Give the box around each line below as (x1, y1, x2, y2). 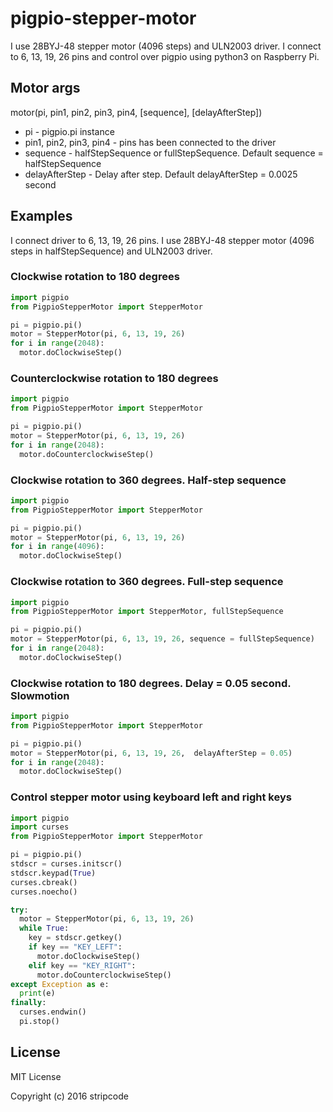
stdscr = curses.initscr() (10, 859, 123, 869)
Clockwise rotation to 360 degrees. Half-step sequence (10, 473, 287, 487)
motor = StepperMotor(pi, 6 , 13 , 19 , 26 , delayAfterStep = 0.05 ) (10, 748, 293, 758)
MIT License (10, 1070, 62, 1082)
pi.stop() (19, 1017, 60, 1027)
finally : (10, 998, 47, 1008)
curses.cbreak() (10, 877, 78, 887)
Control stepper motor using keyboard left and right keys (10, 790, 292, 804)
